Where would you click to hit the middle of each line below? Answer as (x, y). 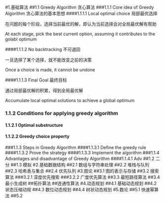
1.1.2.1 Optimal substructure (34, 125)
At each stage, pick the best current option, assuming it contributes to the (80, 34)
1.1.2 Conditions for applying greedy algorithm (62, 113)
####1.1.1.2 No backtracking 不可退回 (43, 49)
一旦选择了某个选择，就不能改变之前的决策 (48, 60)
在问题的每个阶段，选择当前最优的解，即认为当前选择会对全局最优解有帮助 (81, 24)
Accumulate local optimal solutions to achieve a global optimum (70, 100)
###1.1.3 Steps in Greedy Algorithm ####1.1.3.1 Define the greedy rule (76, 147)
